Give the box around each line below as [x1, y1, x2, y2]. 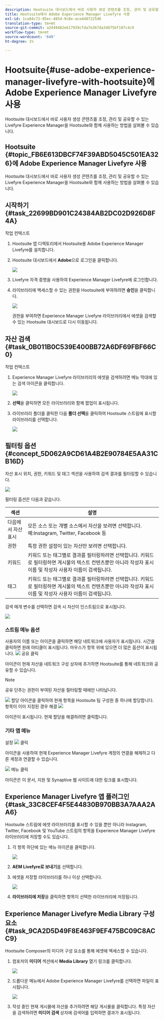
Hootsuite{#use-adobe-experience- [5, 64, 155, 75]
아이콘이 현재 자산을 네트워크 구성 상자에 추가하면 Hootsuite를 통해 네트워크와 [5, 661, 154, 667]
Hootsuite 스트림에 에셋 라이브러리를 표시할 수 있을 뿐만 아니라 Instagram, [5, 822, 147, 828]
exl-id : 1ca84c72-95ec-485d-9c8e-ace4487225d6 [5, 16, 102, 21]
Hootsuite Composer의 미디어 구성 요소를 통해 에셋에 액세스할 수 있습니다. [5, 948, 148, 954]
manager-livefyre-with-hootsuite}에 [5, 76, 155, 87]
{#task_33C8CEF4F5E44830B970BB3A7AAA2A [5, 800, 156, 809]
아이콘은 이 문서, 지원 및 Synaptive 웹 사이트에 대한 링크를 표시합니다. [5, 777, 138, 783]
